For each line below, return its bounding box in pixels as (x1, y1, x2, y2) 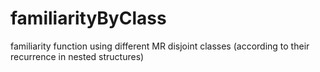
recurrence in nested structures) (10, 50, 145, 62)
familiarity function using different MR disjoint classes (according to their (10, 40, 310, 52)
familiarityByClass (10, 7, 167, 30)
